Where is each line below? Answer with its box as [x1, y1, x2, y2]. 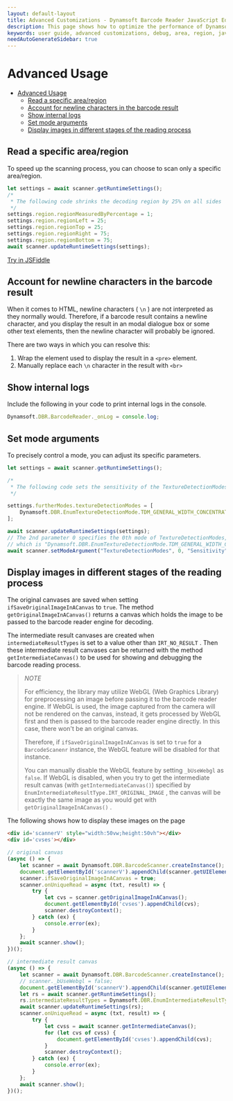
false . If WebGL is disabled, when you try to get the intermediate [24, 773, 210, 782]
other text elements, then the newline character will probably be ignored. [7, 327, 215, 335]
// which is [7, 541, 42, 548]
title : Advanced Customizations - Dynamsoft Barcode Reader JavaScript [7, 17, 218, 24]
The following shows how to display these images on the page [7, 816, 186, 825]
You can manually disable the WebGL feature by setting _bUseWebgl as [24, 766, 224, 775]
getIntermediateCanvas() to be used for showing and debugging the [7, 653, 202, 662]
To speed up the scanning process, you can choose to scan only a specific [7, 164, 221, 172]
